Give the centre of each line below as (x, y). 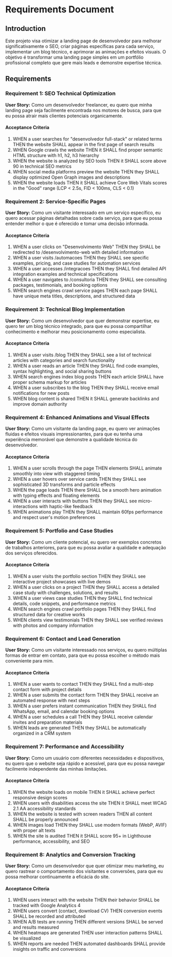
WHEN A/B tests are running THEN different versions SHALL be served (88, 922)
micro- (145, 501)
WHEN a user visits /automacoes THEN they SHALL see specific (81, 258)
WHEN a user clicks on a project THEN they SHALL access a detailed (86, 587)
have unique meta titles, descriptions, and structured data (74, 296)
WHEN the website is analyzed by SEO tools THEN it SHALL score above (90, 161)
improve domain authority (40, 404)
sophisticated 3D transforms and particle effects (64, 484)
